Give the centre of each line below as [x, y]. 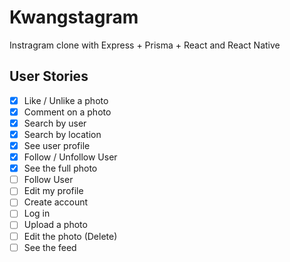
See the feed [50, 247]
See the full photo [60, 168]
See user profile [57, 145]
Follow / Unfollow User [70, 157]
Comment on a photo [67, 112]
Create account [56, 202]
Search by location [62, 134]
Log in [37, 213]
